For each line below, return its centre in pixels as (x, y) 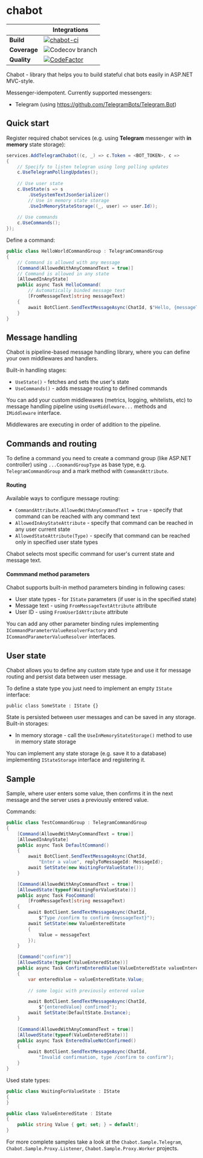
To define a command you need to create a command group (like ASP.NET (99, 458)
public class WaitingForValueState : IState (63, 1091)
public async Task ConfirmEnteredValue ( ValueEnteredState (92, 968)
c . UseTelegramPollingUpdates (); (58, 172)
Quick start (28, 124)
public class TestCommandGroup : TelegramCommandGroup (77, 823)
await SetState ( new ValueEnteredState (77, 923)
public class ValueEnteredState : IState (59, 1113)
